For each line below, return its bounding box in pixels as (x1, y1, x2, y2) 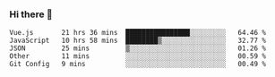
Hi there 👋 (9, 8, 54, 21)
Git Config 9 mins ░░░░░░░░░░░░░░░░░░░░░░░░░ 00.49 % (9, 60, 267, 69)
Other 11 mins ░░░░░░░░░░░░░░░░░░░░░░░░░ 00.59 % (9, 52, 267, 61)
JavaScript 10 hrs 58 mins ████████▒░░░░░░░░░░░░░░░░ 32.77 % (9, 36, 267, 46)
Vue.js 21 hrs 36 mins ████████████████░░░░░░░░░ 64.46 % (9, 29, 267, 38)
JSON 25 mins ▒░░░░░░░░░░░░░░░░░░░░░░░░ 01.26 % (9, 44, 267, 53)
